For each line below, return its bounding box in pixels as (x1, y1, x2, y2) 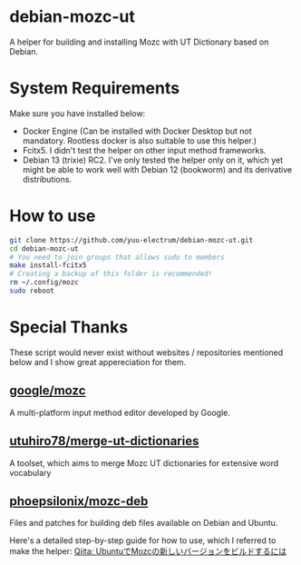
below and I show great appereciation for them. (9, 356, 187, 367)
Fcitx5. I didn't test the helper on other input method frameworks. (22, 144, 267, 155)
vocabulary (9, 467, 52, 478)
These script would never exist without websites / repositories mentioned (9, 347, 284, 358)
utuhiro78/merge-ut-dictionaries (9, 433, 199, 449)
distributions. (22, 173, 73, 184)
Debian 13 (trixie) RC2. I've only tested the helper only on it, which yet (22, 154, 284, 165)
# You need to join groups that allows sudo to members (9, 253, 225, 262)
